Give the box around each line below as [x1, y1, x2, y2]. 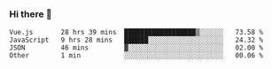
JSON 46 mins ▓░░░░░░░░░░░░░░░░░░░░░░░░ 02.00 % [9, 43, 264, 52]
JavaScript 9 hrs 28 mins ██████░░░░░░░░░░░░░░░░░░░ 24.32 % [9, 35, 264, 45]
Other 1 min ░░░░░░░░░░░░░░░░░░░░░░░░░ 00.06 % [9, 51, 264, 60]
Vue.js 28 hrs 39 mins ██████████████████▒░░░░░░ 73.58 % [9, 28, 264, 37]
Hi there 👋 [9, 8, 53, 20]
